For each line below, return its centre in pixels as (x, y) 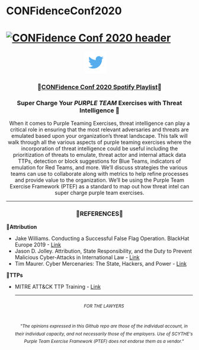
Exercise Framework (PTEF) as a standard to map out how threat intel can (99, 187)
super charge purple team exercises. (99, 193)
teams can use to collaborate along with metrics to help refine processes (99, 174)
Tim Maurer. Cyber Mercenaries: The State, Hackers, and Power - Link (101, 263)
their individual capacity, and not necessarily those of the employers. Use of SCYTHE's (104, 334)
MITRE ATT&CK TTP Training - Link (58, 286)
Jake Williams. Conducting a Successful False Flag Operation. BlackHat (102, 238)
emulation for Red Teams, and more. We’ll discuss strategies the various (99, 168)
